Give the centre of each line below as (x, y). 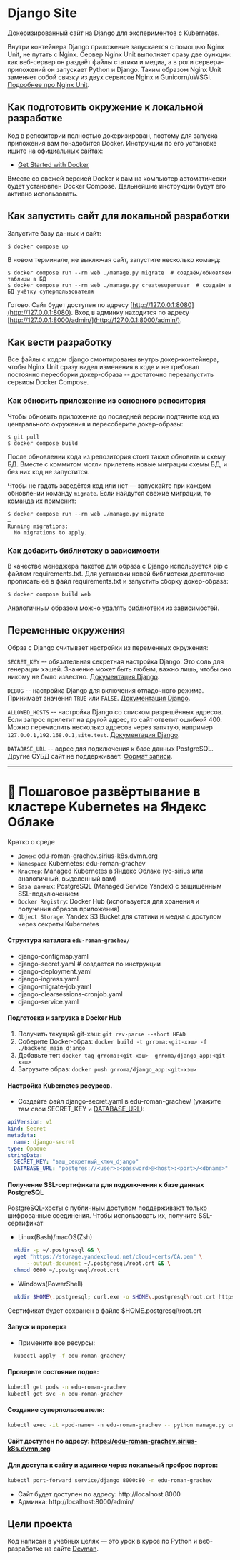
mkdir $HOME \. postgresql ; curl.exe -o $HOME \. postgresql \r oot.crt (115, 1297)
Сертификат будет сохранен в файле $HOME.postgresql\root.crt (104, 1310)
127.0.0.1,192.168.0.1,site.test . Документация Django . (94, 734)
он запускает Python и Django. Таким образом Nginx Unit (134, 69)
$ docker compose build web (49, 594)
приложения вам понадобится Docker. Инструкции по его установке (112, 143)
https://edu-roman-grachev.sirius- (144, 1441)
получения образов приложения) (69, 909)
